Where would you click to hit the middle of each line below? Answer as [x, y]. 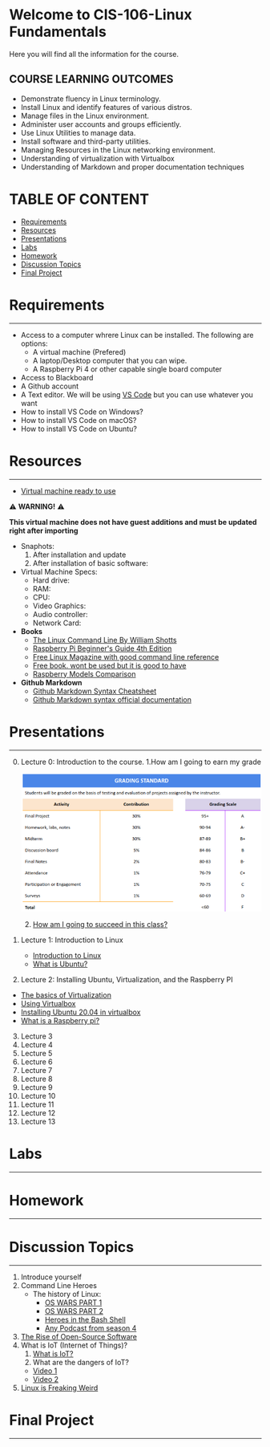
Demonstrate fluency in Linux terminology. [91, 99]
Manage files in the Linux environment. [85, 116]
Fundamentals [58, 32]
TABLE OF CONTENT [79, 199]
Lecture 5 [36, 1053]
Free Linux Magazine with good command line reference [126, 656]
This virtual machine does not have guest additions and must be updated [133, 522]
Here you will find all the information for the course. [94, 54]
